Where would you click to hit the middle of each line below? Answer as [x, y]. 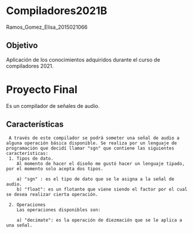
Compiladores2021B [57, 11]
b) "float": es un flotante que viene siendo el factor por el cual [102, 189]
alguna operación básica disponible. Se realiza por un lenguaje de [92, 143]
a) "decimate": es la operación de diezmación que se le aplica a [99, 220]
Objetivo [22, 45]
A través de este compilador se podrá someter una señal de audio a [94, 138]
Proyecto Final [42, 90]
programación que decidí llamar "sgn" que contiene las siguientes [90, 148]
